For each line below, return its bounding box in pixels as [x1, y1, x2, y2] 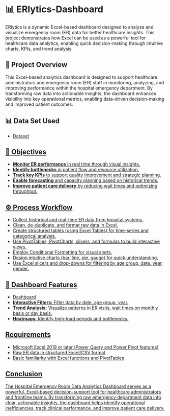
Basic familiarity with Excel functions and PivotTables [12, 355, 125, 361]
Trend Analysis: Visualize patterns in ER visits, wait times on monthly [12, 305, 158, 311]
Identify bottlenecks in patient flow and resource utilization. [12, 167, 139, 173]
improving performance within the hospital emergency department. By [5, 85, 153, 91]
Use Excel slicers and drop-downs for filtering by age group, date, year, [12, 260, 163, 266]
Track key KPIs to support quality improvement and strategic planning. [12, 172, 161, 178]
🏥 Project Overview [5, 60, 68, 69]
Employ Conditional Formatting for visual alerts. [12, 249, 112, 256]
